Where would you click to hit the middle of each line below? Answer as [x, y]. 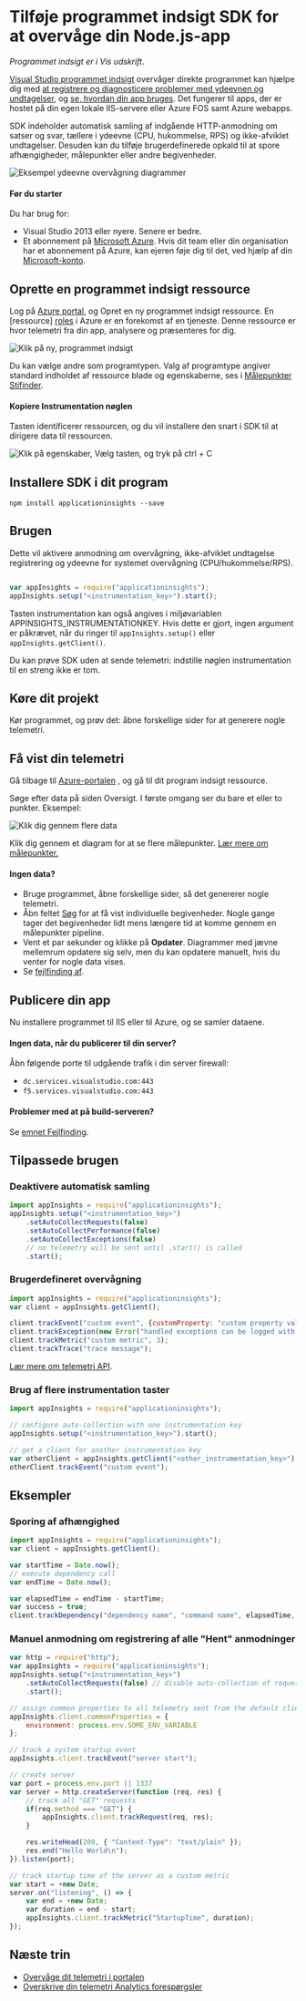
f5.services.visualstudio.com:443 [88, 1091]
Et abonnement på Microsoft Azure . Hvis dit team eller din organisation [155, 241]
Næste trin [40, 1955]
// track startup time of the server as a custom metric [120, 1875]
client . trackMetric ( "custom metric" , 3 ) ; [89, 1341]
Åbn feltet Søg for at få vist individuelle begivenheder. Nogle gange [149, 913]
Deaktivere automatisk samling [80, 1186]
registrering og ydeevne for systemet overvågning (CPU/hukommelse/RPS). [151, 562]
